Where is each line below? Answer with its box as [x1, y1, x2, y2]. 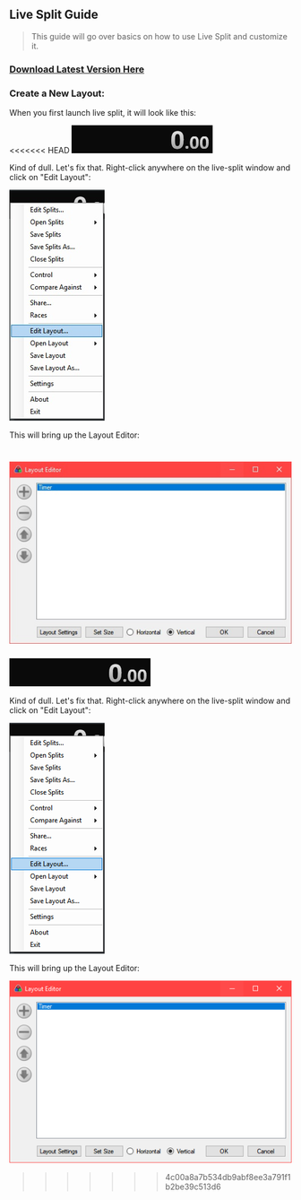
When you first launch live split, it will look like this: [9, 108, 197, 118]
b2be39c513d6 [165, 1181, 221, 1192]
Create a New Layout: [9, 87, 106, 100]
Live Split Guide [9, 7, 99, 22]
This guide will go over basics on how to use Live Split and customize [30, 30, 288, 41]
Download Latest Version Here [9, 63, 145, 75]
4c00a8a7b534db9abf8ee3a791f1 [165, 1171, 291, 1182]
